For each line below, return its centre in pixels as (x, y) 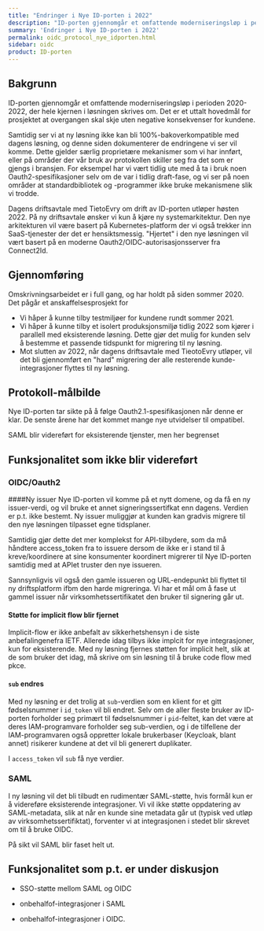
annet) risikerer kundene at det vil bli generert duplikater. (100, 743)
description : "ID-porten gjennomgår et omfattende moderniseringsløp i (128, 23)
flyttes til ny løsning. (97, 368)
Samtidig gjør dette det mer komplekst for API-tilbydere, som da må (117, 540)
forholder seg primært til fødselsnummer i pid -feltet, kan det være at (142, 718)
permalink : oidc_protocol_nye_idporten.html (82, 37)
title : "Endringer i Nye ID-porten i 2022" (81, 15)
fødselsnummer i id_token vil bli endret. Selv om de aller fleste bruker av (125, 710)
